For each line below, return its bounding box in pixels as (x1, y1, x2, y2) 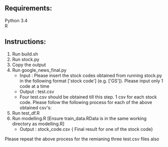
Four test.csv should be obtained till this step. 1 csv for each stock (19, 93, 157, 100)
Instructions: (5, 37, 46, 46)
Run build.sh (12, 51, 38, 57)
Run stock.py (12, 56, 40, 62)
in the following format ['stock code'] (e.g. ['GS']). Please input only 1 (19, 78, 163, 84)
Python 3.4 (5, 17, 28, 23)
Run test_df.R (12, 110, 40, 116)
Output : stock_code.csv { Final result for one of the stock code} (19, 126, 153, 132)
